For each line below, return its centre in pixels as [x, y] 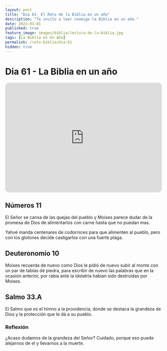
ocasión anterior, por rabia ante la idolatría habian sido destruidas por [76, 276]
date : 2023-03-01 [23, 24]
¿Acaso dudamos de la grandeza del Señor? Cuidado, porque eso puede [80, 338]
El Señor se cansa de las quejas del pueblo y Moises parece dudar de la [79, 217]
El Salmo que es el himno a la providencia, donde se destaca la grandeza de [83, 309]
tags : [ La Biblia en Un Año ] [35, 38]
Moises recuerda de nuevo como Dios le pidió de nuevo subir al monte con [82, 265]
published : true [22, 28]
